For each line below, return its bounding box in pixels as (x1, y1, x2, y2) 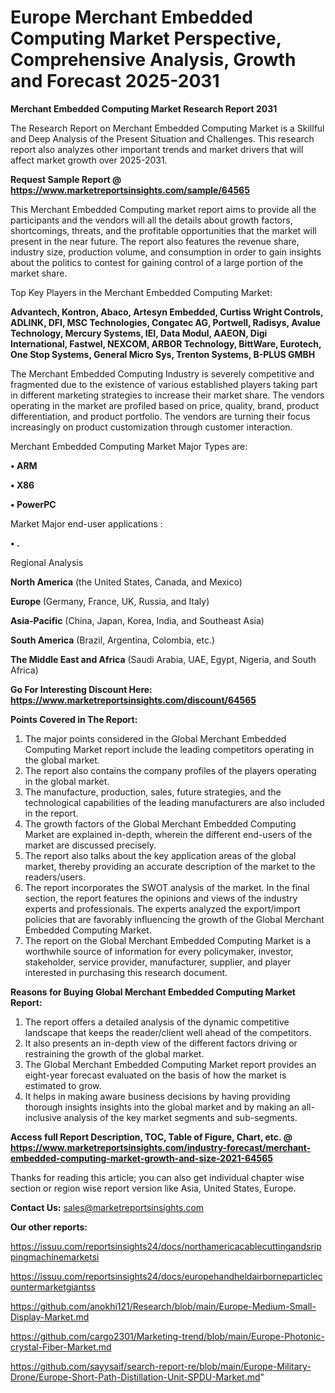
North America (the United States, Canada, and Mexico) (10, 576, 243, 588)
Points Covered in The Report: (10, 713, 138, 725)
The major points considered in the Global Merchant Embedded (24, 732, 287, 745)
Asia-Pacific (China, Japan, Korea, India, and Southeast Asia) (10, 614, 265, 626)
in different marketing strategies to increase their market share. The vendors (10, 389, 325, 401)
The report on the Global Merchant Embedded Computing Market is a (24, 934, 312, 946)
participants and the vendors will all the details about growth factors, (10, 214, 293, 226)
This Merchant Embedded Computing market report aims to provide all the (10, 203, 317, 215)
